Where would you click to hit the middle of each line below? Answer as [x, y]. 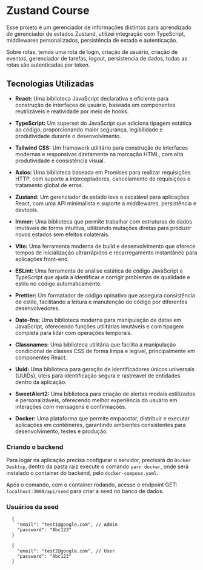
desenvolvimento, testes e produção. [61, 431]
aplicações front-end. [42, 259]
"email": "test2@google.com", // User [66, 551]
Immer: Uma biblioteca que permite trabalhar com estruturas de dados [104, 221]
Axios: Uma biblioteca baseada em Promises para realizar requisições [103, 172]
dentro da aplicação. [41, 382]
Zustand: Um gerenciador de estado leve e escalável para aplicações [102, 197]
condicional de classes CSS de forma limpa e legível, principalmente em [105, 351]
